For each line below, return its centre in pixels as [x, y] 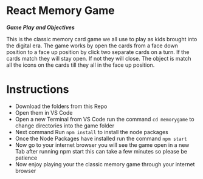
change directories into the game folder [64, 126]
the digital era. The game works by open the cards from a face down [92, 46]
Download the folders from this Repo [61, 106]
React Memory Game [60, 11]
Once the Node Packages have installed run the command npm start [101, 138]
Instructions [38, 89]
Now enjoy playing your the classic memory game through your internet [105, 164]
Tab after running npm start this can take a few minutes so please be [101, 151]
